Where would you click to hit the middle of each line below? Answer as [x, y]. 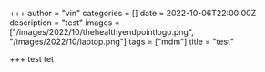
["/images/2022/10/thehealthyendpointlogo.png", [102, 32]
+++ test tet [32, 59]
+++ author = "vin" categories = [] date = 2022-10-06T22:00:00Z [133, 13]
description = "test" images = [65, 22]
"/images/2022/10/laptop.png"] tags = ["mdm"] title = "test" [122, 41]
